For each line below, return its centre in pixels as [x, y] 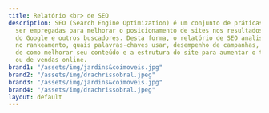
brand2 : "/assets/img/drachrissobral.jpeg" [82, 75]
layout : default [35, 97]
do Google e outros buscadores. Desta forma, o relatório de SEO [127, 38]
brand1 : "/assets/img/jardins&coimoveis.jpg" [85, 68]
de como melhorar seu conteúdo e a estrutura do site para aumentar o [136, 53]
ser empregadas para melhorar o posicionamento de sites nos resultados [139, 30]
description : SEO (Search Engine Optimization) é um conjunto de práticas [136, 23]
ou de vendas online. [52, 60]
